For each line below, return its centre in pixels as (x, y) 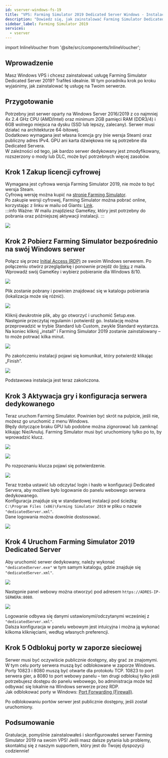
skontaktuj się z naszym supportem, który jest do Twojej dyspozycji (75, 745)
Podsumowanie (30, 723)
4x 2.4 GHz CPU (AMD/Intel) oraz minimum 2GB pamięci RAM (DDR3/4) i (80, 119)
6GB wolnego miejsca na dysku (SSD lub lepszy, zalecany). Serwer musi (80, 124)
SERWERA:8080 (19, 597)
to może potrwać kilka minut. (35, 337)
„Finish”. (14, 361)
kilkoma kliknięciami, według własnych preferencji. (57, 632)
